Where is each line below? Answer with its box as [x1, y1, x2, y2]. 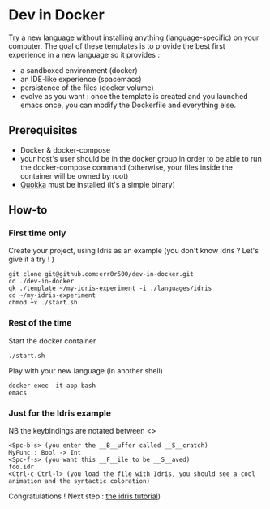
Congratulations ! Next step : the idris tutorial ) [8, 491, 161, 501]
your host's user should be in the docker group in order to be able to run [19, 153, 262, 163]
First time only [8, 227, 66, 239]
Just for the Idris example [8, 408, 112, 419]
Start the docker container [8, 335, 96, 346]
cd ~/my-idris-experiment [8, 291, 96, 300]
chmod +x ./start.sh [8, 299, 79, 307]
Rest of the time [8, 317, 72, 329]
